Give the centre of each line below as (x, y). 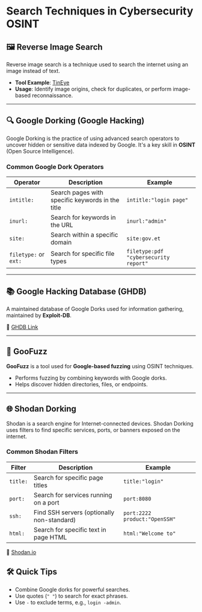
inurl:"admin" (147, 221)
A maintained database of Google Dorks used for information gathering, (95, 308)
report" (137, 263)
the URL (62, 225)
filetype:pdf (145, 251)
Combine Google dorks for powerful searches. (72, 589)
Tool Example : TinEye (42, 82)
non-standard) (55, 520)
